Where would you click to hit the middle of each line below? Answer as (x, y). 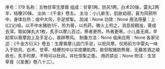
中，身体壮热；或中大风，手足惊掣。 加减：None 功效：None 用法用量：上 (80, 19)
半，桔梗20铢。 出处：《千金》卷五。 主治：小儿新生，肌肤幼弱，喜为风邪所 (81, 13)
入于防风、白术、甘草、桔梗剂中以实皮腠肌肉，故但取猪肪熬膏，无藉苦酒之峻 (82, 50)
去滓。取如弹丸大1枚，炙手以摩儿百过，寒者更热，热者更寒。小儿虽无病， (79, 31)
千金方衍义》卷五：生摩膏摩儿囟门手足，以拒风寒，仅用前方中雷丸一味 (87, 43)
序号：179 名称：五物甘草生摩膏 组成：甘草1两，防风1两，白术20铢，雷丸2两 (82, 7)
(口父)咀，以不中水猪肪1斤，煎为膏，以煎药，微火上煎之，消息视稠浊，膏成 (81, 25)
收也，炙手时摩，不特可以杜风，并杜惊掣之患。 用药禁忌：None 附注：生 (79, 56)
